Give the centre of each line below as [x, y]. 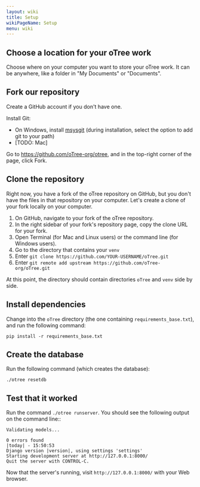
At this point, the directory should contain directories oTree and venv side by [99, 279]
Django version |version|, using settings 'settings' [75, 451]
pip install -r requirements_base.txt [54, 336]
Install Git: [19, 118]
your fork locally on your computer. [49, 206]
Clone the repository [45, 179]
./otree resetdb [26, 380]
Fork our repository [43, 92]
